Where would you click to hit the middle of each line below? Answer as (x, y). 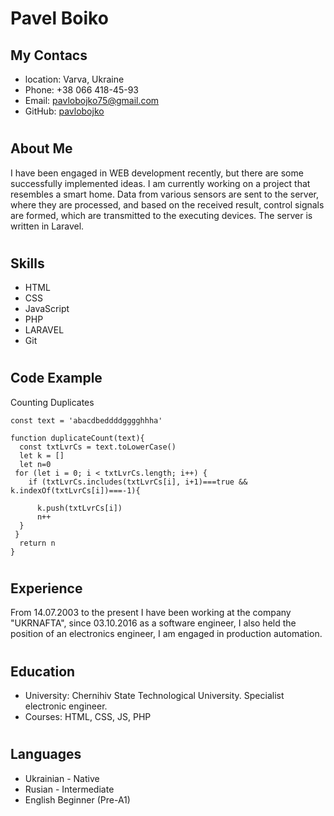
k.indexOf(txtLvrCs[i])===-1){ (75, 490)
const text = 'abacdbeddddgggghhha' (86, 420)
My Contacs (49, 55)
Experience (46, 588)
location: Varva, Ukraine (74, 79)
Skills (27, 263)
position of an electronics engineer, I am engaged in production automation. (166, 634)
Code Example (56, 378)
